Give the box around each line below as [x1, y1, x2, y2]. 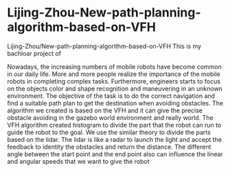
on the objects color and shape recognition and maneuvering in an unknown [7, 84, 223, 93]
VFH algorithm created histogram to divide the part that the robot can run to [7, 121, 222, 129]
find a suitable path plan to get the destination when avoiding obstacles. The [7, 99, 224, 107]
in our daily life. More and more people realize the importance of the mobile [7, 70, 221, 78]
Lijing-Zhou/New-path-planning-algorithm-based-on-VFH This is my [7, 42, 202, 50]
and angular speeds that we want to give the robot [7, 157, 150, 165]
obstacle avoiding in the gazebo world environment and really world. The [7, 113, 214, 121]
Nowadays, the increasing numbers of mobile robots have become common [7, 62, 222, 71]
